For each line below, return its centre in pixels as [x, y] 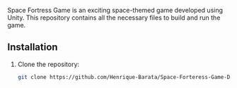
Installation [33, 48]
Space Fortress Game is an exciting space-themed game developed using [115, 10]
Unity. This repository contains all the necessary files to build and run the [114, 18]
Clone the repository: [48, 64]
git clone [32, 77]
